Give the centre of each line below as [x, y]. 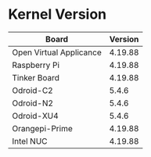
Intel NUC [30, 141]
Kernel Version [58, 14]
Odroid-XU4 [35, 116]
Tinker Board [36, 77]
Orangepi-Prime [42, 128]
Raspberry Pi [36, 65]
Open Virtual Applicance [57, 52]
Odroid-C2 [32, 90]
